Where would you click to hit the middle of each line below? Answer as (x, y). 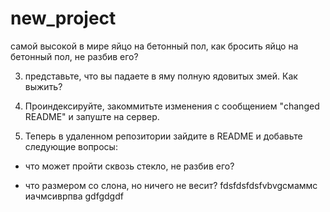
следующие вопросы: (71, 146)
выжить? (43, 86)
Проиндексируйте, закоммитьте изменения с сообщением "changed (172, 106)
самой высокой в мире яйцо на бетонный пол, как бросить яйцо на (154, 46)
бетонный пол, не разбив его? (74, 56)
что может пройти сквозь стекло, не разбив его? (129, 166)
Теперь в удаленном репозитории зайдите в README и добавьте (163, 136)
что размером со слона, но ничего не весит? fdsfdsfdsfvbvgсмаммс (171, 185)
